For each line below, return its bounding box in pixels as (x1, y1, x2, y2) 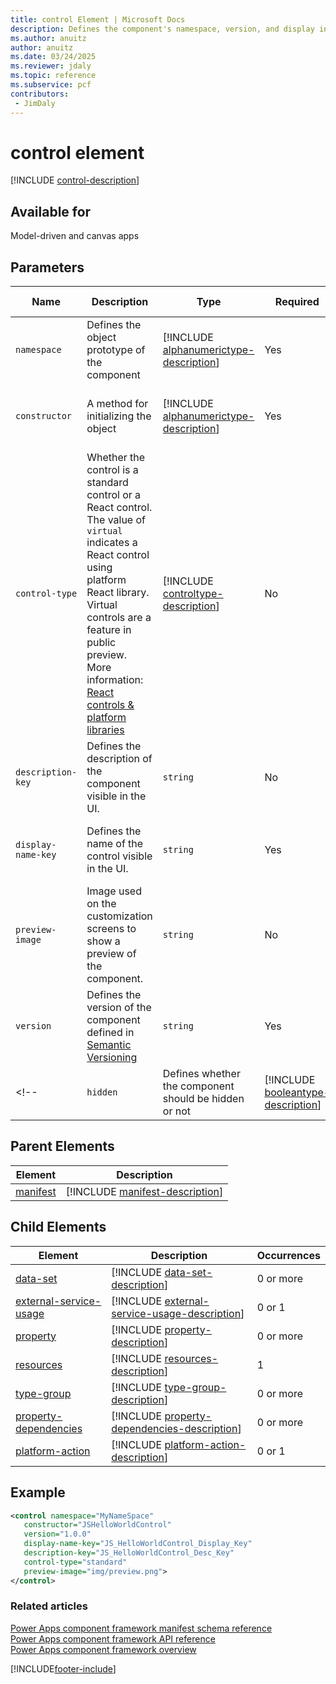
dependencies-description (111, 1421, 238, 1435)
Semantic (86, 1038, 132, 1052)
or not (162, 1104, 191, 1118)
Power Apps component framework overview (10, 1643, 197, 1655)
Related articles (10, 1599, 88, 1613)
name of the (86, 837, 144, 851)
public (86, 636, 117, 650)
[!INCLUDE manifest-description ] (65, 1184, 224, 1198)
